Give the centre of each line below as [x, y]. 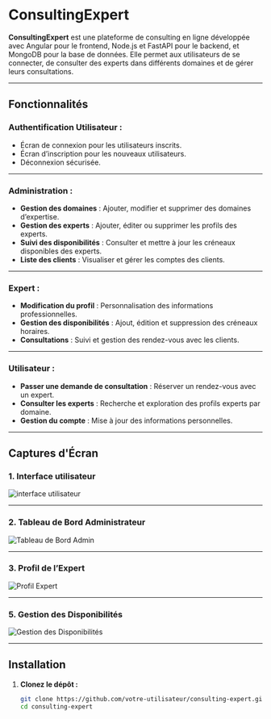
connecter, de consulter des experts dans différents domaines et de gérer [131, 63]
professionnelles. [49, 314]
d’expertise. [40, 216]
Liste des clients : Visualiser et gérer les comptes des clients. [123, 259]
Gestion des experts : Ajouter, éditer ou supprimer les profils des [129, 225]
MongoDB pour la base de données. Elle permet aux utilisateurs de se [124, 54]
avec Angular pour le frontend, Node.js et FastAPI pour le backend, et [124, 45]
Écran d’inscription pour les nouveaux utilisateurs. [103, 153]
